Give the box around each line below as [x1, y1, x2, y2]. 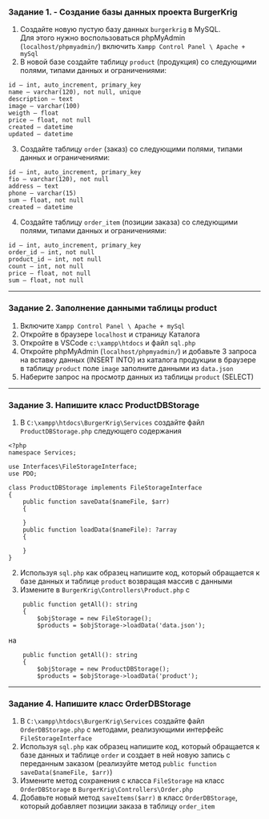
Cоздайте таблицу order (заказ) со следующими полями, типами [19, 144, 243, 154]
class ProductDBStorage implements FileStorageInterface [8, 483, 203, 491]
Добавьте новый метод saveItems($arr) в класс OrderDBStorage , [19, 793, 238, 803]
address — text [8, 183, 59, 191]
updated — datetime [8, 131, 74, 139]
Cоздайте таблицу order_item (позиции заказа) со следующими [19, 217, 239, 227]
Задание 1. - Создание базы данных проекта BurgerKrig [8, 6, 238, 18]
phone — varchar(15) [8, 189, 78, 198]
